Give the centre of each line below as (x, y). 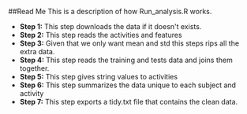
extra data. (37, 51)
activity (32, 93)
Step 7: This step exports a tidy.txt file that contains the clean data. (129, 102)
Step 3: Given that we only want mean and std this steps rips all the (129, 43)
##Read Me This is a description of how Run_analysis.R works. (110, 11)
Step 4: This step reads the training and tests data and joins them (126, 60)
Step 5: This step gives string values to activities (99, 77)
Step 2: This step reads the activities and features (101, 35)
